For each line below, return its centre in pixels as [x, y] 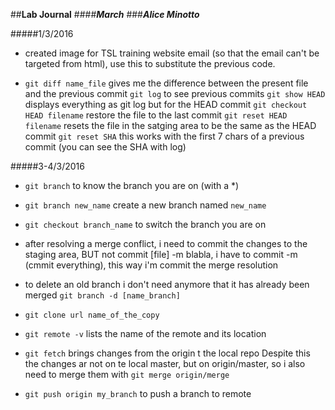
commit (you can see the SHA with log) [105, 147]
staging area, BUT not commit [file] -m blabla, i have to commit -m [161, 254]
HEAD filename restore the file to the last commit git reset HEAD [156, 115]
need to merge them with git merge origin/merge [127, 374]
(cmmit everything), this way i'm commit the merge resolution [151, 265]
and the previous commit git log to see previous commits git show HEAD [175, 93]
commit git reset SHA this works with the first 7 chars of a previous [164, 136]
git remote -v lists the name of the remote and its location [145, 333]
